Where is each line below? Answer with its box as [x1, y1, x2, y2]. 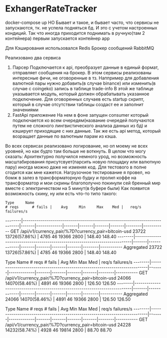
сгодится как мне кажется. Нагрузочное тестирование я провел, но [5, 169, 151, 175]
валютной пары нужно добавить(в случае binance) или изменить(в [12, 80, 156, 86]
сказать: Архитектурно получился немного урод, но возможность [5, 153, 147, 160]
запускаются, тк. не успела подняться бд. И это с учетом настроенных [5, 24, 158, 30]
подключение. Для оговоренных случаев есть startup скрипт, [12, 96, 145, 102]
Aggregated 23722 [123, 244, 163, 250]
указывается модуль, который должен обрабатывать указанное [12, 91, 150, 97]
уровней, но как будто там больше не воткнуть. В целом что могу [5, 148, 146, 154]
